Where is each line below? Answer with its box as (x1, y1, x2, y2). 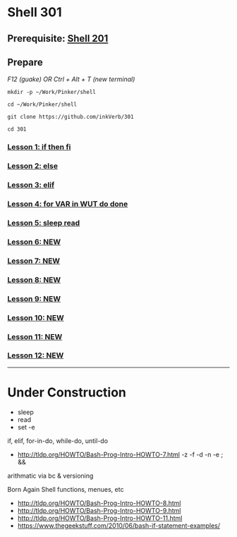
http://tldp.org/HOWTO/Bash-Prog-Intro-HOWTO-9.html (17, 506, 181, 514)
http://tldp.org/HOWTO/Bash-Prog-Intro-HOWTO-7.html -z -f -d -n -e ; (17, 450, 224, 459)
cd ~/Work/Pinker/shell (7, 101, 78, 108)
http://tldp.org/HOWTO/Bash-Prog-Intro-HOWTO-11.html (17, 514, 183, 522)
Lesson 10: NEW (7, 312, 65, 322)
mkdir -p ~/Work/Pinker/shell (7, 89, 97, 96)
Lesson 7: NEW (7, 256, 61, 266)
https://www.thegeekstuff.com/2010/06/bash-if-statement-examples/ (17, 521, 221, 530)
